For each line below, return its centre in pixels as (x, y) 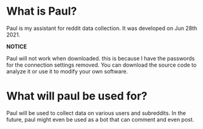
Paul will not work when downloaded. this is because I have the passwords (101, 58)
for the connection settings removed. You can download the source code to (102, 65)
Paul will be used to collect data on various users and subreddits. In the (96, 113)
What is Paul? (42, 11)
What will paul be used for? (77, 96)
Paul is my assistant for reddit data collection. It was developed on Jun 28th (102, 28)
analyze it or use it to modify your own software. (67, 71)
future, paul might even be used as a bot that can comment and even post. (100, 119)
